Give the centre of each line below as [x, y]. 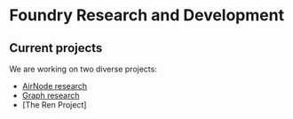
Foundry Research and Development [147, 15]
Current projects [56, 48]
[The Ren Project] [54, 105]
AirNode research [55, 86]
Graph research [51, 95]
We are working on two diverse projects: [83, 69]
